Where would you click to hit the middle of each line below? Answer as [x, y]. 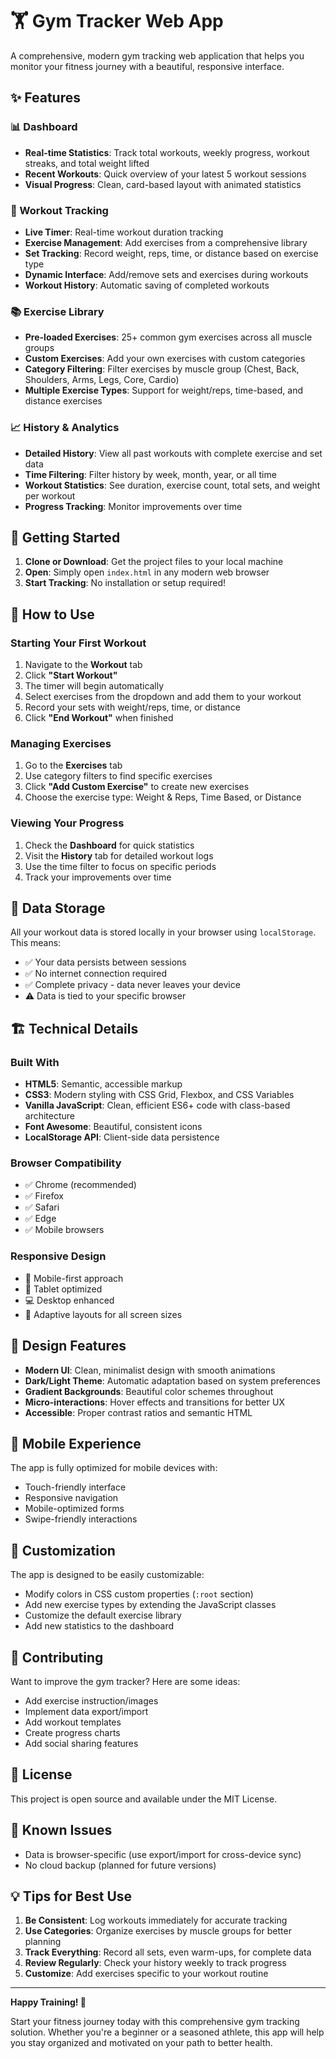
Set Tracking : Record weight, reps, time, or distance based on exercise [171, 253]
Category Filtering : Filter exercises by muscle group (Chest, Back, [162, 369]
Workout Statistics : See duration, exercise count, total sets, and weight [172, 485]
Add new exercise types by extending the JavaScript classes [150, 1605]
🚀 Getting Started [65, 537]
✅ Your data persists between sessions [105, 962]
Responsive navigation [71, 1498]
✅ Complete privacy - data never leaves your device [132, 985]
